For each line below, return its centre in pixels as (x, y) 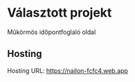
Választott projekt (60, 13)
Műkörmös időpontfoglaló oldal (52, 32)
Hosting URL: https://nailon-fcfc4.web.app (67, 70)
